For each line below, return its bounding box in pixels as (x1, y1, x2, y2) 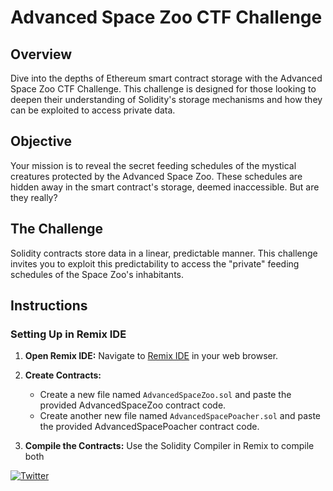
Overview (10, 46, 73, 63)
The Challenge (10, 221, 104, 238)
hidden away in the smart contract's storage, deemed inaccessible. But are (10, 181, 320, 193)
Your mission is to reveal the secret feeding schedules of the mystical (10, 159, 297, 171)
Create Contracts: (24, 369, 102, 381)
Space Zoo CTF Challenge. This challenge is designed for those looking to (10, 83, 317, 95)
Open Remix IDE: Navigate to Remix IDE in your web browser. (24, 350, 279, 362)
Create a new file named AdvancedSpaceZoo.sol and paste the (39, 389, 292, 401)
